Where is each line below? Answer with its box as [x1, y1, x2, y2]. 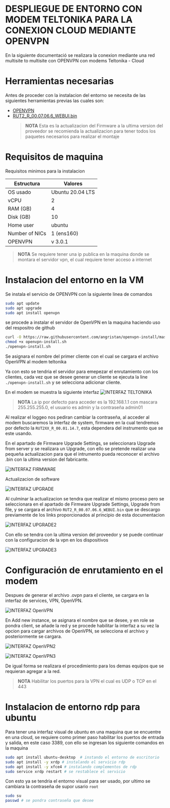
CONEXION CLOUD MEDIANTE [5, 25, 136, 36]
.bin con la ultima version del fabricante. [5, 456, 89, 462]
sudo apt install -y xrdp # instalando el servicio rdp [5, 759, 125, 764]
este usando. [5, 430, 32, 436]
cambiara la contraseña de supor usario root [5, 784, 99, 790]
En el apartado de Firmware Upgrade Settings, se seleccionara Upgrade [5, 440, 156, 446]
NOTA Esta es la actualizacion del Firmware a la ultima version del [25, 122, 163, 128]
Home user [8, 221, 34, 228]
